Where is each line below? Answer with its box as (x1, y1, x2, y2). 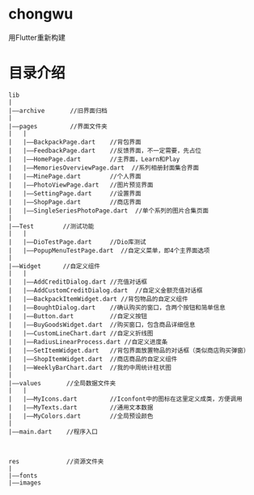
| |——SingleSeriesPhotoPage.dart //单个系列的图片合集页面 (8, 207, 209, 215)
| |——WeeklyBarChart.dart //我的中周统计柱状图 (8, 363, 171, 371)
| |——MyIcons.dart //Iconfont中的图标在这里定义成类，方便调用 (8, 395, 243, 403)
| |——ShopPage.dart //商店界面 (8, 198, 142, 206)
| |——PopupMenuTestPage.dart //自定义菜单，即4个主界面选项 (8, 246, 210, 254)
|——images (8, 478, 42, 487)
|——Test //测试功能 (8, 222, 95, 230)
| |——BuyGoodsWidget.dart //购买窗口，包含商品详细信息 (8, 321, 196, 329)
